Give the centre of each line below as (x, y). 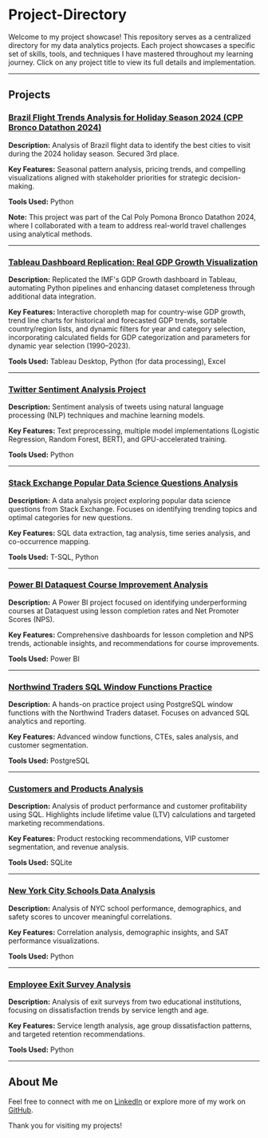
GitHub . (21, 1110)
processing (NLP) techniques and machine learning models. (107, 415)
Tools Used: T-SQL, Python (53, 557)
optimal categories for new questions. (71, 517)
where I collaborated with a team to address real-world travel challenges (128, 225)
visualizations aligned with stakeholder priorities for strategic (108, 177)
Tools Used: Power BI (44, 658)
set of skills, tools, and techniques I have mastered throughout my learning (131, 54)
